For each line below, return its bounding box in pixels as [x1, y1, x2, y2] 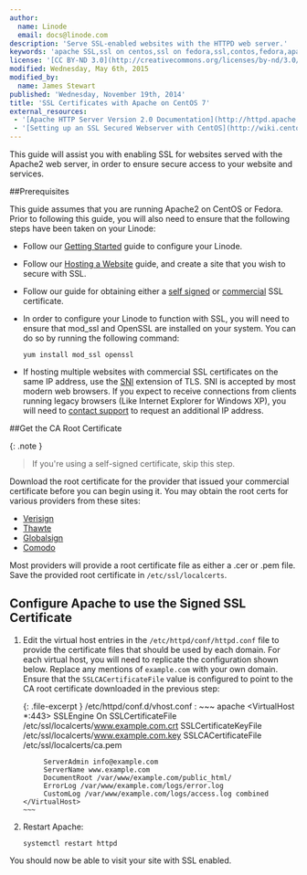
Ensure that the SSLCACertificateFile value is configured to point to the [22, 673, 294, 684]
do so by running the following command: [22, 332, 180, 343]
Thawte [22, 522, 52, 533]
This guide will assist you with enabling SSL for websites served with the [9, 149, 283, 160]
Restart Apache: [22, 821, 84, 832]
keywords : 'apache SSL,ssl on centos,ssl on [9, 47, 182, 57]
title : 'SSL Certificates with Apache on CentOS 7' [9, 98, 210, 108]
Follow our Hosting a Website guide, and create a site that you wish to [22, 258, 286, 269]
